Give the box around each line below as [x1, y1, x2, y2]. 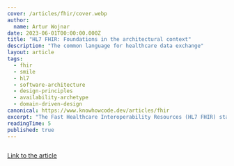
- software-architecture [13, 81, 86, 88]
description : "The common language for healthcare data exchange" [7, 42, 204, 49]
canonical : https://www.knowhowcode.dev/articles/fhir [7, 107, 170, 114]
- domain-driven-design [13, 101, 82, 108]
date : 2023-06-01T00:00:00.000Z [7, 29, 101, 37]
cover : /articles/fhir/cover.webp [7, 10, 108, 17]
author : [7, 17, 30, 24]
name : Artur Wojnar [13, 23, 70, 30]
